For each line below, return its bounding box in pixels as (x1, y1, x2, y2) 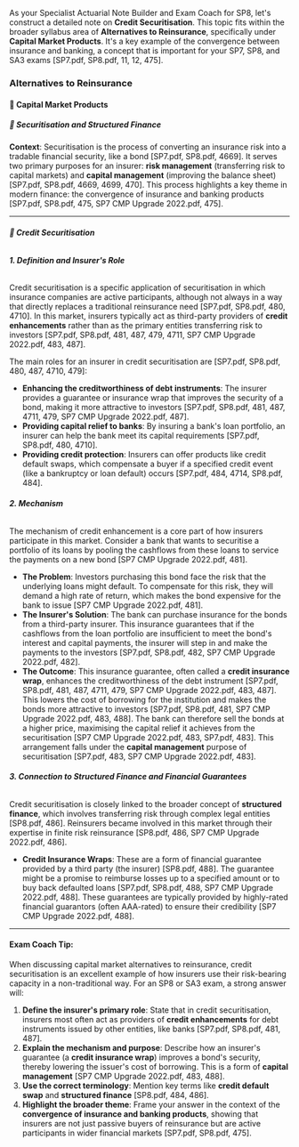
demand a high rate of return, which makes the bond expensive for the (21, 590, 282, 601)
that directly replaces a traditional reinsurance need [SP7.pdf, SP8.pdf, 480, (9, 302, 286, 312)
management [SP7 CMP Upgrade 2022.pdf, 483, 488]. (21, 1070, 225, 1081)
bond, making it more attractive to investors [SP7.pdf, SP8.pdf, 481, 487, (21, 402, 286, 413)
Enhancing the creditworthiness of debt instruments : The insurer (21, 383, 267, 394)
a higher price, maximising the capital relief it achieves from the (21, 723, 255, 733)
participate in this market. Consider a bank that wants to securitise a (9, 535, 260, 545)
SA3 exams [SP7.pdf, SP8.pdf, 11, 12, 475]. (9, 55, 164, 65)
